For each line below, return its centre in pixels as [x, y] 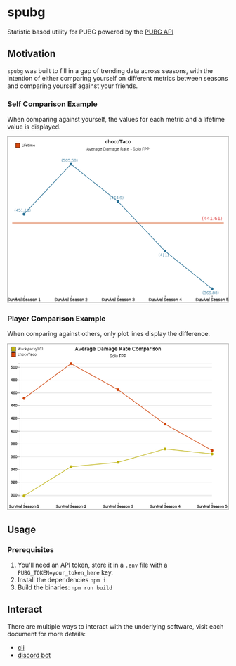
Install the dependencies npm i [62, 580]
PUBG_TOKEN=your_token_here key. [65, 572]
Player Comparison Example [57, 319]
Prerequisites [31, 549]
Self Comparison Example [53, 104]
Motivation [32, 54]
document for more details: [47, 634]
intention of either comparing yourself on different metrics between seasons [118, 78]
